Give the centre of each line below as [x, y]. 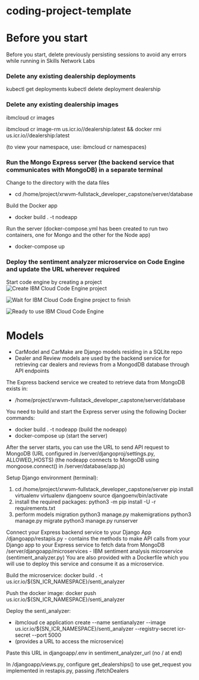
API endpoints [32, 371]
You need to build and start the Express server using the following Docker [96, 412]
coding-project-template [69, 11]
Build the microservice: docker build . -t [55, 575]
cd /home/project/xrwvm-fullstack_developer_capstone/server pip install [104, 489]
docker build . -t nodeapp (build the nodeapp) [71, 429]
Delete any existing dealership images [62, 105]
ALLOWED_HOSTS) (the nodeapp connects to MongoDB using [83, 460]
